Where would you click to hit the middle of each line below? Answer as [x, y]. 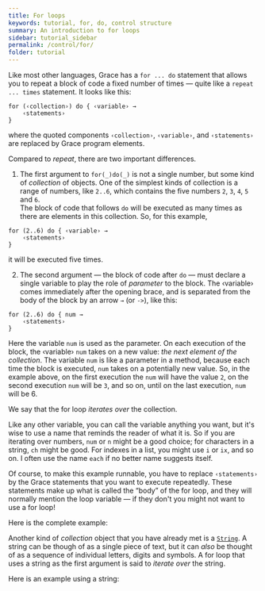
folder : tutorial [37, 52]
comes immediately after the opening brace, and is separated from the [135, 292]
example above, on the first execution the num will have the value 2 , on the [129, 377]
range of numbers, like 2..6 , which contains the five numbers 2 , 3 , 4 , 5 [134, 191]
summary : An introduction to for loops [74, 30]
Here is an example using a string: [64, 579]
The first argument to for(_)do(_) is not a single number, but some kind [137, 174]
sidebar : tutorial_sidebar [53, 38]
